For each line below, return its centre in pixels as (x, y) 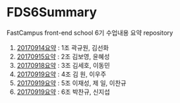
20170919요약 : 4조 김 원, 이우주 (62, 74)
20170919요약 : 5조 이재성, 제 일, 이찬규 (72, 83)
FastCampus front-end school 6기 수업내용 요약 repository (90, 32)
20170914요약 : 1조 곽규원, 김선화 (63, 47)
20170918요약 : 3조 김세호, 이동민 (63, 65)
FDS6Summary (52, 12)
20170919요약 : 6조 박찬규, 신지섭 (63, 92)
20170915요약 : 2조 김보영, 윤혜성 (63, 56)
